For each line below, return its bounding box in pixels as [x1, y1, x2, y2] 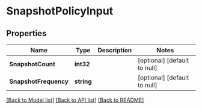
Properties [6, 28, 47, 39]
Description [97, 46, 132, 54]
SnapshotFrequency [9, 77, 69, 86]
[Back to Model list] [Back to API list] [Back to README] [6, 96, 144, 104]
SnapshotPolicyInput [6, 4, 114, 18]
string [74, 77, 92, 86]
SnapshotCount [9, 60, 55, 68]
